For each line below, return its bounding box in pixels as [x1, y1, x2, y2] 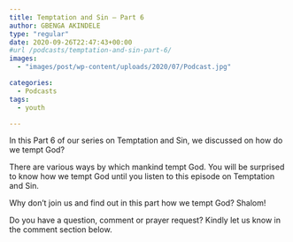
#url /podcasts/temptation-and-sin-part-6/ [9, 46, 173, 55]
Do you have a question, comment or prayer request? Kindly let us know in [9, 215, 281, 226]
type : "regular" [9, 29, 69, 38]
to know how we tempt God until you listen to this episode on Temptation [9, 171, 275, 182]
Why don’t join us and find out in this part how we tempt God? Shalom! [9, 198, 266, 208]
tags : [9, 95, 29, 104]
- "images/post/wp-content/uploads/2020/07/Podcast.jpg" [17, 63, 232, 72]
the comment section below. [9, 224, 112, 235]
